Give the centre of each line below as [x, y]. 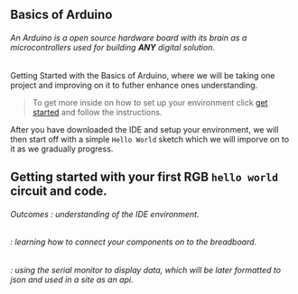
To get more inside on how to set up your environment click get [150, 102]
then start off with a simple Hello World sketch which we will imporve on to [150, 139]
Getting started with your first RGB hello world [144, 176]
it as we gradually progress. [62, 149]
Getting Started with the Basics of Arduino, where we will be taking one [143, 75]
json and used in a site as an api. [72, 280]
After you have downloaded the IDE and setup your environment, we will [144, 129]
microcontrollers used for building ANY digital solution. [113, 47]
